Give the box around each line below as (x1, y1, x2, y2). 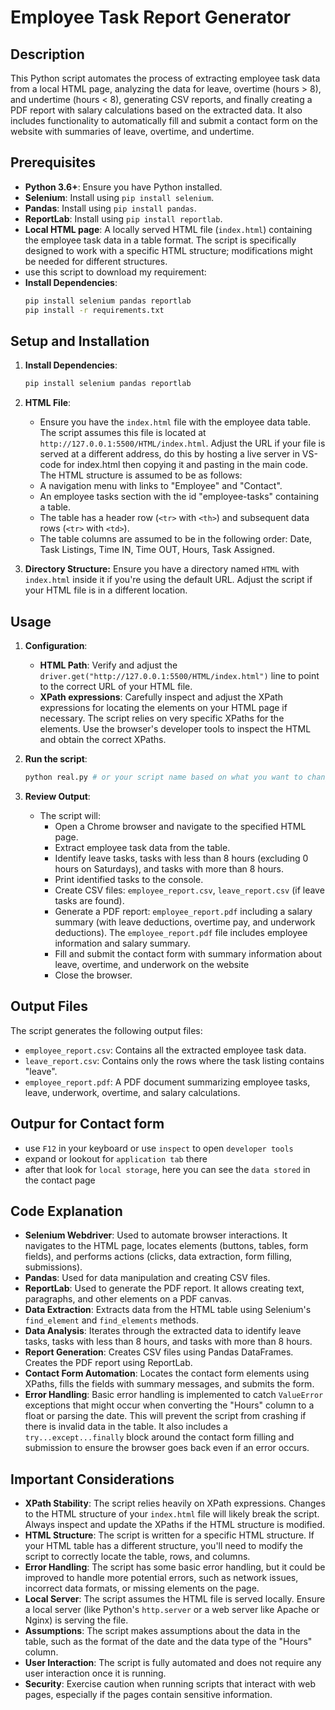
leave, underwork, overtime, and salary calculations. (24, 1086, 241, 1098)
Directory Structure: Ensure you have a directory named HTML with (24, 563, 300, 575)
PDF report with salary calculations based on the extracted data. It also (10, 104, 303, 116)
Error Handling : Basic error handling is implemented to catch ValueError (24, 1389, 324, 1401)
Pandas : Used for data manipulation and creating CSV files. (24, 1272, 271, 1284)
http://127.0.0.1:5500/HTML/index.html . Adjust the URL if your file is (39, 437, 326, 450)
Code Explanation (10, 1202, 123, 1220)
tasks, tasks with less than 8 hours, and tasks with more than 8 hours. (24, 1336, 313, 1348)
